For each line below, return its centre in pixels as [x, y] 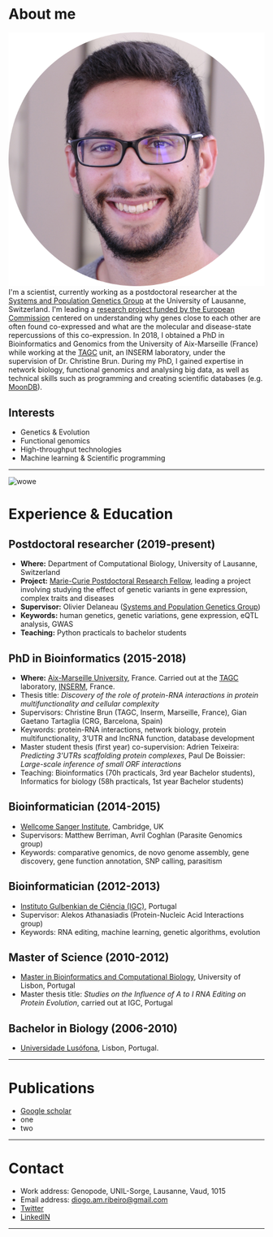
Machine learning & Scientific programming [93, 458]
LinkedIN [35, 1217]
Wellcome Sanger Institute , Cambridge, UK [92, 826]
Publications [52, 1088]
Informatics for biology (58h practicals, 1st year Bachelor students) [132, 781]
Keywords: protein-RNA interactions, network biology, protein [123, 729]
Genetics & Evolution [55, 432]
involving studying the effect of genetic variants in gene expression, [134, 590]
